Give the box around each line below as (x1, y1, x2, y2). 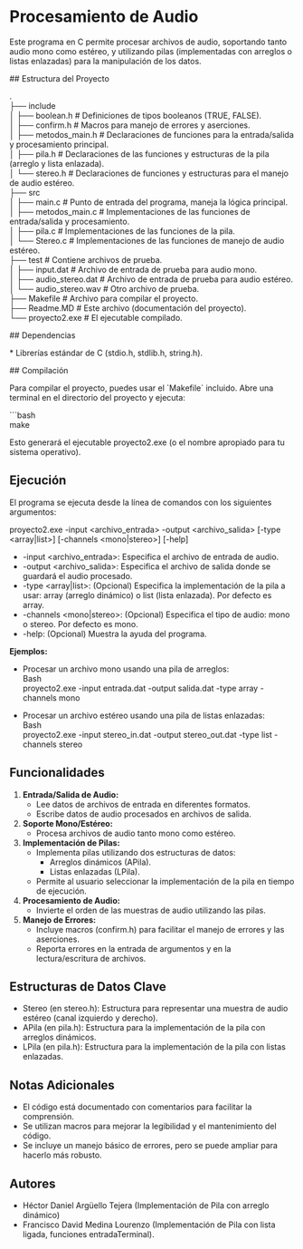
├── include (9, 100, 56, 111)
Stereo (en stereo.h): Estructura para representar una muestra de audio (22, 1003, 289, 1014)
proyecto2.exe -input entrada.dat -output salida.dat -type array (22, 683, 259, 693)
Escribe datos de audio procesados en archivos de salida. (35, 808, 251, 819)
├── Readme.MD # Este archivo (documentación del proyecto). (9, 302, 247, 314)
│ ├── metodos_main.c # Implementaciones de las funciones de (9, 206, 251, 217)
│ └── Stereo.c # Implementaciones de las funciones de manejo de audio (9, 235, 285, 246)
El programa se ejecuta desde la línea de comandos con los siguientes (9, 497, 272, 508)
